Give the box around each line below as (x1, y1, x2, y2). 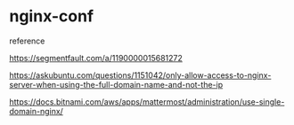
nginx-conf (9, 6, 94, 27)
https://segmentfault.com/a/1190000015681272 (9, 52, 183, 63)
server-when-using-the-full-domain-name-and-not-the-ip (9, 79, 224, 90)
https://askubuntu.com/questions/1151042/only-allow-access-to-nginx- (9, 69, 272, 81)
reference (9, 35, 45, 46)
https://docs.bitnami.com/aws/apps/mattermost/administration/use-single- (9, 96, 285, 107)
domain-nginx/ (9, 105, 64, 116)
